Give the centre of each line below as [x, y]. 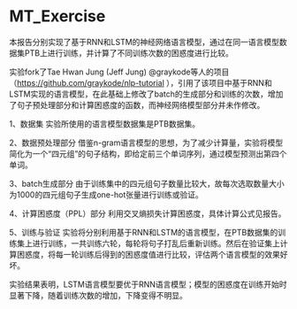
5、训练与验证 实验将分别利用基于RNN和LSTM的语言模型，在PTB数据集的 [144, 232]
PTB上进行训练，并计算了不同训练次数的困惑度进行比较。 [129, 53]
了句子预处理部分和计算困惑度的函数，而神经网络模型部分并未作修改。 [137, 104]
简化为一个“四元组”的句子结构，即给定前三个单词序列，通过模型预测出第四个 [148, 153]
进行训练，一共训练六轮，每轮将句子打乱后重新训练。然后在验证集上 [156, 243]
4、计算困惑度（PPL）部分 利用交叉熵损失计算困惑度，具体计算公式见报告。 [148, 213]
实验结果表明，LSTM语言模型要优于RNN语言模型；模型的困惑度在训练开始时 [148, 284]
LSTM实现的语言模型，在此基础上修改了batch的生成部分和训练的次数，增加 [146, 94]
